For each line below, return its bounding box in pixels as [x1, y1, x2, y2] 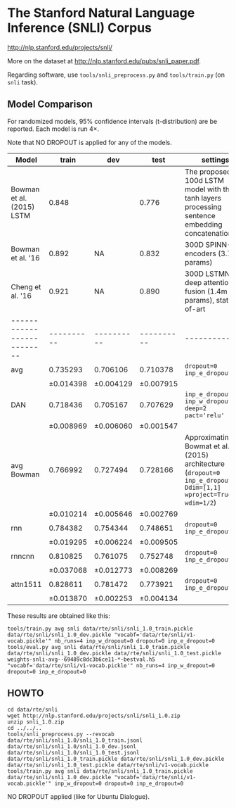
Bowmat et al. [185, 441, 230, 451]
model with [185, 184, 221, 194]
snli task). [7, 77, 39, 86]
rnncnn [11, 551, 35, 561]
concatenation [185, 228, 232, 238]
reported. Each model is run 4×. [7, 125, 100, 133]
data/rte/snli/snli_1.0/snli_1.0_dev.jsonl [7, 743, 137, 750]
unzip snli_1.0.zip [7, 718, 65, 726]
